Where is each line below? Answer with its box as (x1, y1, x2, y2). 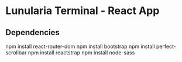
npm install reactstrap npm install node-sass (28, 49, 135, 56)
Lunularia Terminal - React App (5, 4, 160, 18)
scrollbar (5, 49, 27, 56)
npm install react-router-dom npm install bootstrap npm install (5, 43, 156, 50)
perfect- (156, 43, 176, 50)
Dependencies (5, 27, 60, 37)
